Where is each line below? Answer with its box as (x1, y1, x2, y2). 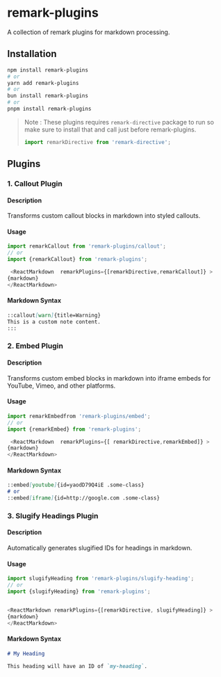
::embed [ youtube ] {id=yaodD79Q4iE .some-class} (7, 481, 145, 488)
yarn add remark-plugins (7, 79, 79, 86)
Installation (7, 48, 57, 60)
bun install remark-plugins (7, 93, 89, 99)
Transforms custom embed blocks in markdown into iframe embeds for (7, 374, 211, 382)
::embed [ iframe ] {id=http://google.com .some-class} (7, 495, 160, 502)
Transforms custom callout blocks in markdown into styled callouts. (7, 212, 201, 220)
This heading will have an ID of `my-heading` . (7, 662, 148, 669)
